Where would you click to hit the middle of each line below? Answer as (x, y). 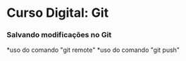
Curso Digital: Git (58, 13)
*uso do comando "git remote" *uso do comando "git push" (93, 50)
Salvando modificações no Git (59, 35)
